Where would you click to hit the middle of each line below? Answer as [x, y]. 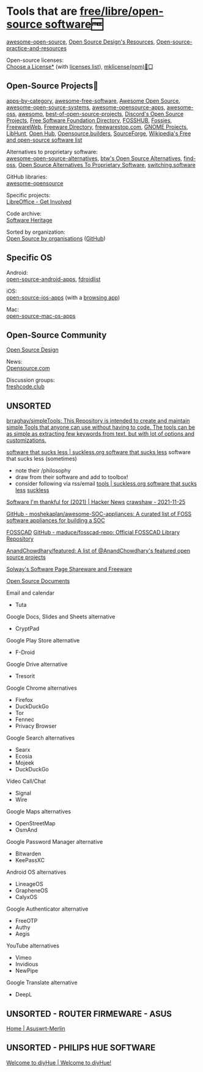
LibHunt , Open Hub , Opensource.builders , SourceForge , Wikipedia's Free [99, 133]
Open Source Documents [38, 581]
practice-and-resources [37, 48]
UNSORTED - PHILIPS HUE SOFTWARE [81, 1048]
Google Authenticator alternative [47, 909]
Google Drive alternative [37, 665]
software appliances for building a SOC [56, 520]
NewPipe [27, 971]
